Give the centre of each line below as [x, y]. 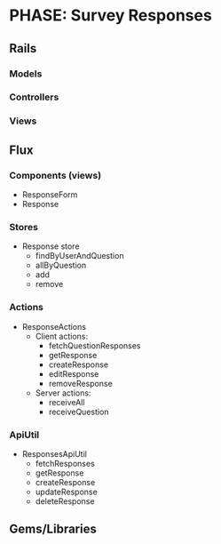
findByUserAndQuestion [79, 256]
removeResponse [80, 383]
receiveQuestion [79, 412]
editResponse [74, 373]
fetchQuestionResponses [95, 345]
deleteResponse [65, 501]
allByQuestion [61, 265]
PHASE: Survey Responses [111, 16]
